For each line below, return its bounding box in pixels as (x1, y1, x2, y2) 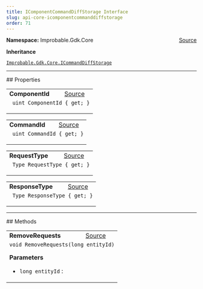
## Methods (6, 218, 37, 225)
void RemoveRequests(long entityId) (9, 241, 115, 248)
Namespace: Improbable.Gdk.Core (6, 37, 94, 44)
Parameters (9, 253, 43, 262)
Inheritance (6, 48, 36, 56)
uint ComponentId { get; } (12, 100, 90, 106)
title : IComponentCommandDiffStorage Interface (6, 8, 129, 15)
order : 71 (6, 20, 31, 26)
